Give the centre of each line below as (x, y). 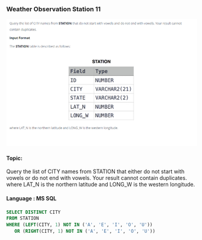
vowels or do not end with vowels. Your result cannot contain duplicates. (97, 178)
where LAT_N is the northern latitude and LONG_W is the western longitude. (101, 185)
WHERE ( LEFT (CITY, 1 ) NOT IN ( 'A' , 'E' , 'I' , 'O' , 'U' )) (80, 225)
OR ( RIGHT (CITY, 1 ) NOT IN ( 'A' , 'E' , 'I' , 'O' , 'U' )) (85, 231)
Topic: (15, 158)
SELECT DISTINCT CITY (34, 212)
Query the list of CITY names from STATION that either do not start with (95, 171)
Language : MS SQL (31, 198)
